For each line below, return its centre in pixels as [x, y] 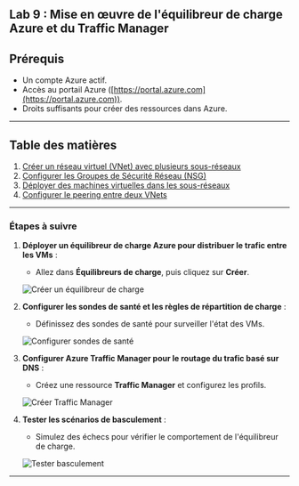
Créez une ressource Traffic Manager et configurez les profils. [151, 385]
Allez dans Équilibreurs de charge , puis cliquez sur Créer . [142, 272]
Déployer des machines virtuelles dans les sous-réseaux [126, 185]
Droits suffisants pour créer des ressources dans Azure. [125, 109]
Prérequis [37, 58]
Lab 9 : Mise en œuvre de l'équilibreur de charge [146, 15]
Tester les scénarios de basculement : [94, 420]
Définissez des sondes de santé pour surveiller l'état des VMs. [150, 324]
